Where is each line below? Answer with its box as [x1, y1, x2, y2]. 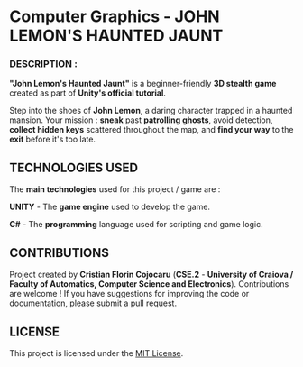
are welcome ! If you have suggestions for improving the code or [9, 289, 250, 299]
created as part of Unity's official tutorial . [9, 87, 167, 98]
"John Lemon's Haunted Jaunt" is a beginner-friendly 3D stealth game [9, 78, 277, 89]
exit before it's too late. [9, 133, 96, 145]
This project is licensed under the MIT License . [9, 347, 184, 358]
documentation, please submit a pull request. [9, 298, 178, 308]
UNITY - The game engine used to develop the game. [9, 201, 210, 213]
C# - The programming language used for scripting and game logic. [9, 219, 263, 230]
